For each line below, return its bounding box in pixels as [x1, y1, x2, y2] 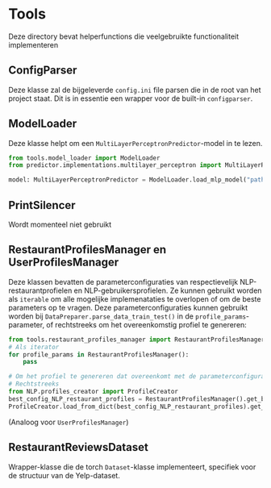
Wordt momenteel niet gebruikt [8, 219, 112, 229]
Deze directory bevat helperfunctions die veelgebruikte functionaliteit [8, 31, 240, 41]
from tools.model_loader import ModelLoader [8, 154, 161, 162]
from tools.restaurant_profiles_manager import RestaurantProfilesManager [8, 336, 265, 344]
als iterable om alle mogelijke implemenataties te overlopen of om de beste [8, 294, 261, 303]
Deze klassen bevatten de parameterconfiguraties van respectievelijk [8, 277, 239, 286]
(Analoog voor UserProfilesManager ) [8, 417, 129, 427]
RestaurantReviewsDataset [8, 440, 149, 454]
